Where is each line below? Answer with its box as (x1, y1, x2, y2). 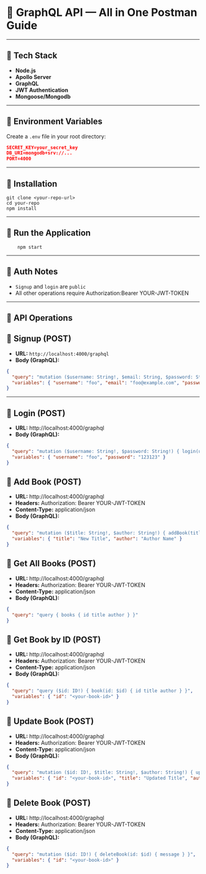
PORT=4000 (6, 156, 32, 162)
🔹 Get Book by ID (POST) (6, 634, 101, 645)
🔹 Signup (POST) (6, 333, 72, 344)
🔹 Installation (6, 178, 58, 189)
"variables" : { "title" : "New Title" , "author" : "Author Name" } (12, 536, 183, 542)
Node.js (15, 67, 36, 74)
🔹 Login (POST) (6, 408, 66, 419)
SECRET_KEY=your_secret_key (6, 144, 78, 151)
